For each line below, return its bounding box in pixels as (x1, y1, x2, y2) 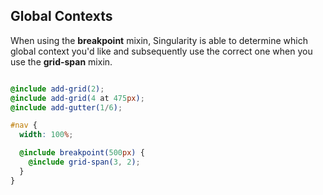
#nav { (10, 120, 38, 131)
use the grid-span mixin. (10, 55, 113, 68)
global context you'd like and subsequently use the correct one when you (10, 45, 313, 57)
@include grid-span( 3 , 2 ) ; (28, 157, 141, 168)
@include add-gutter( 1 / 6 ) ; (10, 102, 123, 113)
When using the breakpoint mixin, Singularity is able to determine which (10, 34, 308, 46)
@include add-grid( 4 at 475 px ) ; (10, 93, 145, 103)
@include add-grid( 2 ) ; (10, 84, 105, 94)
